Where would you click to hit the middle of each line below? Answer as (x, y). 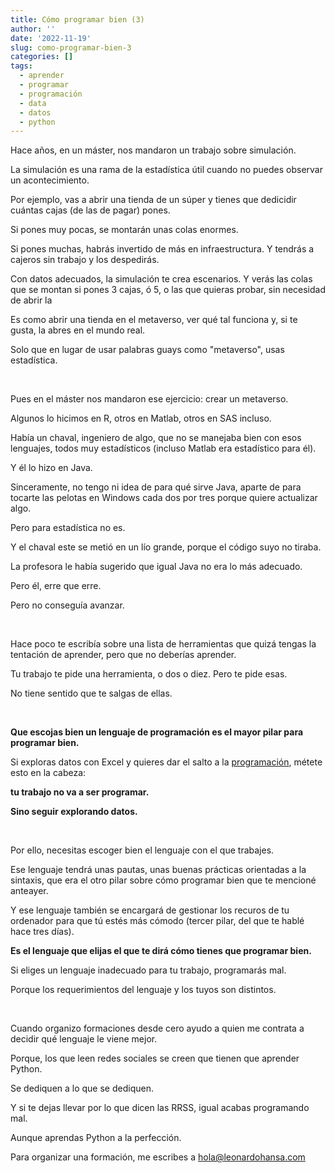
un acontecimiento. (50, 180)
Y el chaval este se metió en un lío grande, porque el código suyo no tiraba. (166, 547)
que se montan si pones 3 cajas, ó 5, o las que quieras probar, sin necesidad (168, 290)
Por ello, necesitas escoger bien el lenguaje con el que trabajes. (142, 850)
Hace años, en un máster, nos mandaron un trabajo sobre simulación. (153, 150)
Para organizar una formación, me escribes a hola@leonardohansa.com (158, 1157)
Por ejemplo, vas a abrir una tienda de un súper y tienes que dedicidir (153, 200)
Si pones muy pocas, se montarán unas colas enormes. (124, 230)
